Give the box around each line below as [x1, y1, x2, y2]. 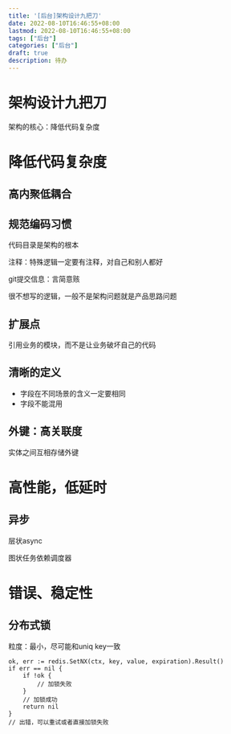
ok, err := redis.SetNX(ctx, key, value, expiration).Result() [8, 657, 225, 666]
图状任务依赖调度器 [8, 552, 72, 563]
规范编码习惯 [8, 217, 72, 231]
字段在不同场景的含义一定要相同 [19, 388, 126, 398]
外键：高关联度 [8, 424, 83, 438]
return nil [22, 703, 59, 711]
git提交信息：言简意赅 [8, 274, 80, 284]
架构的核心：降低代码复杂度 [8, 121, 100, 131]
